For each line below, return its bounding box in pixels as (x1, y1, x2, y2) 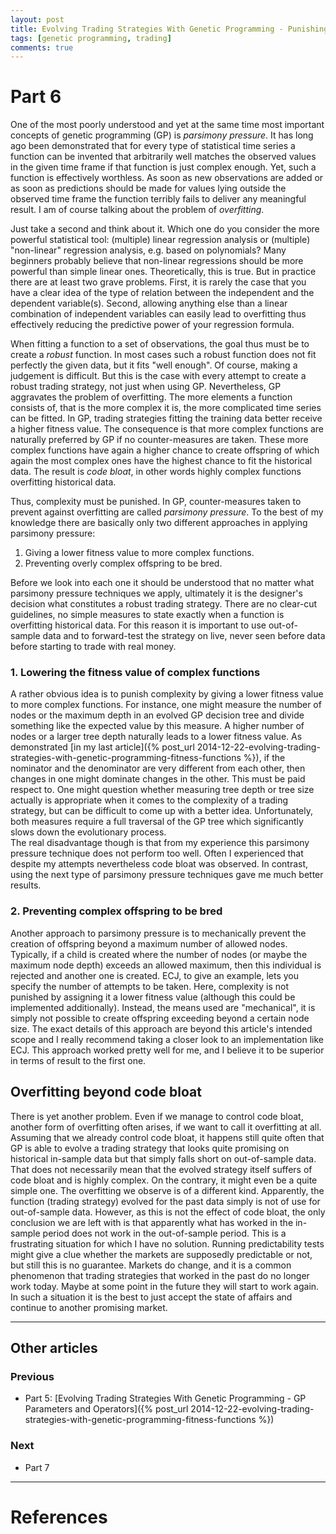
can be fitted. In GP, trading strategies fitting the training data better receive (10, 412, 323, 425)
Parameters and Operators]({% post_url (24, 1403, 189, 1415)
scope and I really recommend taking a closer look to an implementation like (10, 1033, 324, 1045)
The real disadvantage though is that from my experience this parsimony (10, 837, 310, 849)
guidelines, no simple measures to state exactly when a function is (10, 609, 285, 621)
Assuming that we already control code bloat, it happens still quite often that (10, 1131, 325, 1143)
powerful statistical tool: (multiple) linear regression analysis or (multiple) (10, 234, 311, 246)
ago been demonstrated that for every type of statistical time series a (10, 140, 296, 152)
